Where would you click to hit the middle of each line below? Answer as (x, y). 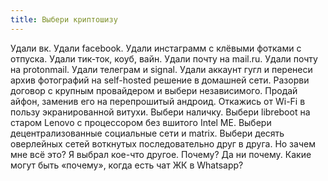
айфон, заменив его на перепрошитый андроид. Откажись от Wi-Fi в (158, 101)
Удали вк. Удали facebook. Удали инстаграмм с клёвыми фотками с (156, 48)
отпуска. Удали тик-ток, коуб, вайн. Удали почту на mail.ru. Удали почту (164, 58)
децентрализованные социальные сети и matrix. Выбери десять (147, 133)
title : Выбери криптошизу (64, 19)
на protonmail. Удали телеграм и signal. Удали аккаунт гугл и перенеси (161, 69)
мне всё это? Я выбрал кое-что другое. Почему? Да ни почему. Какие (161, 154)
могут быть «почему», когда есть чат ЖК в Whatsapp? (127, 165)
